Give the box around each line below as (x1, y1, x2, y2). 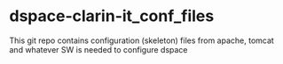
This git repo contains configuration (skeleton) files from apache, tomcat (9, 35, 275, 46)
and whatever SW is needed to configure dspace (9, 44, 188, 54)
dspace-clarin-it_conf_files (9, 6, 215, 26)
